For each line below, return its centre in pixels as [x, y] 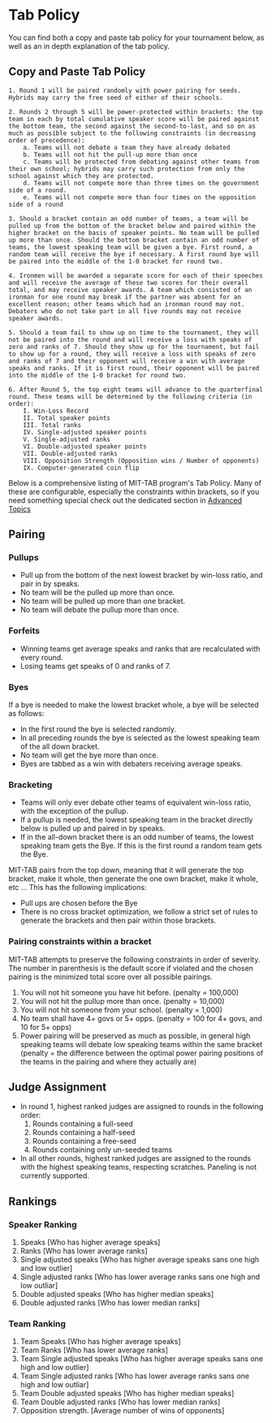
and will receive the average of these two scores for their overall [129, 282]
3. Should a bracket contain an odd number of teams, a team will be [129, 218]
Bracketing [30, 784]
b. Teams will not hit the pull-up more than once [110, 155]
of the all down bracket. [60, 747]
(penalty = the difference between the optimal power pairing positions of [142, 1053]
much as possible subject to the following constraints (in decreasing [132, 133]
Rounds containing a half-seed [84, 1133]
